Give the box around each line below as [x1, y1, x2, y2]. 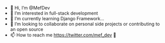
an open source [10, 26, 43, 32]
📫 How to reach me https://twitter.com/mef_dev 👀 [10, 32, 116, 38]
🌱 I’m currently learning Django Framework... [10, 16, 105, 21]
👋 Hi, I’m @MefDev [10, 5, 50, 11]
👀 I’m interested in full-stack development [10, 10, 98, 16]
